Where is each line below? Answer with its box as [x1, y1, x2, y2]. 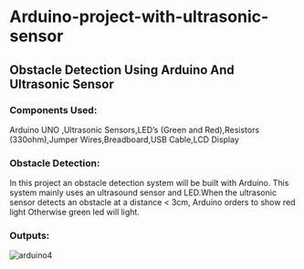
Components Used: [9, 103, 98, 116]
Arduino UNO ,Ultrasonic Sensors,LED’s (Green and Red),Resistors [9, 124, 260, 135]
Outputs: [9, 230, 50, 243]
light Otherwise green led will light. [9, 207, 140, 218]
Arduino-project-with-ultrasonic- [9, 6, 269, 27]
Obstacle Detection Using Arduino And [9, 62, 235, 78]
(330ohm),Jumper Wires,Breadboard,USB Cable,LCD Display [9, 134, 240, 145]
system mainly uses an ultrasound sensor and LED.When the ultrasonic [9, 187, 277, 198]
